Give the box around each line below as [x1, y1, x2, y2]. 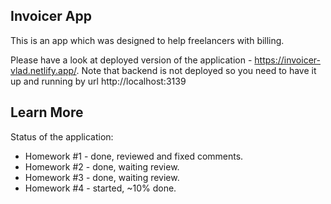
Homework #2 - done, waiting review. [24, 160, 180, 173]
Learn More [10, 104, 84, 121]
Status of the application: [10, 130, 114, 143]
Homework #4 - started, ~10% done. [24, 182, 177, 194]
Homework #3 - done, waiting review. [24, 171, 180, 183]
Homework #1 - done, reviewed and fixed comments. [24, 150, 244, 162]
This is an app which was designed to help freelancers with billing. [10, 34, 285, 46]
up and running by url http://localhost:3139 [10, 75, 187, 87]
